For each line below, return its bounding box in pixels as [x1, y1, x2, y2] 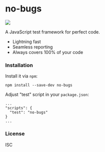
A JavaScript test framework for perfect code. [5, 28, 100, 35]
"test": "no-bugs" [9, 110, 48, 115]
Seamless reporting [12, 43, 53, 50]
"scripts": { [5, 105, 32, 110]
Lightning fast [12, 38, 41, 44]
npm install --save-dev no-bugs [5, 83, 72, 88]
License [5, 130, 25, 137]
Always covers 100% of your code [12, 49, 83, 55]
